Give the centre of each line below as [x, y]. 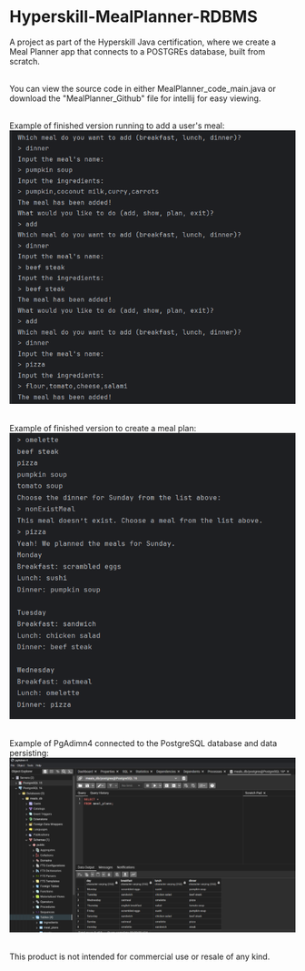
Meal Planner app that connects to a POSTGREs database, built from [138, 51]
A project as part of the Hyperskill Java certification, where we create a [143, 42]
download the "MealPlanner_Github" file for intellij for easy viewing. [135, 98]
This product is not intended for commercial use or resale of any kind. [140, 956]
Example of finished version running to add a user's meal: [117, 126]
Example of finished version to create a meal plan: [103, 429]
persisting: [30, 753]
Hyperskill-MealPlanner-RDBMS [134, 17]
